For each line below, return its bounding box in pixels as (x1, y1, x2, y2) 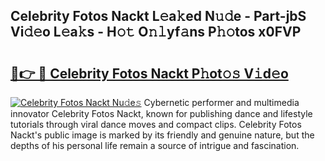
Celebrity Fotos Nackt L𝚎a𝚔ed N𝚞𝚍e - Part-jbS (10, 8, 307, 25)
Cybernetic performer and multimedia (143, 97, 300, 108)
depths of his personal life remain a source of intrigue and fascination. (10, 140, 300, 151)
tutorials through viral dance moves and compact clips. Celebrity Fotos (10, 119, 302, 130)
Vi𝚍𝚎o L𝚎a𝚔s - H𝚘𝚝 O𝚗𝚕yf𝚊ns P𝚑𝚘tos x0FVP (10, 24, 302, 41)
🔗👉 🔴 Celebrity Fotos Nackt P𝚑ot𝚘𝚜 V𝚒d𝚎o (10, 65, 289, 82)
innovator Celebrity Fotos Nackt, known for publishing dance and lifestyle (10, 108, 313, 119)
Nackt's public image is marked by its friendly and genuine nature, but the (10, 129, 315, 141)
